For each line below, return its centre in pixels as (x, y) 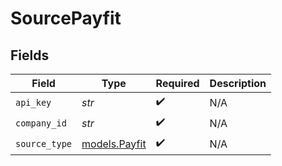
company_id (41, 123)
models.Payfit (114, 144)
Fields (30, 55)
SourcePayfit (66, 18)
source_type (44, 143)
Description (238, 83)
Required (177, 83)
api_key (33, 102)
